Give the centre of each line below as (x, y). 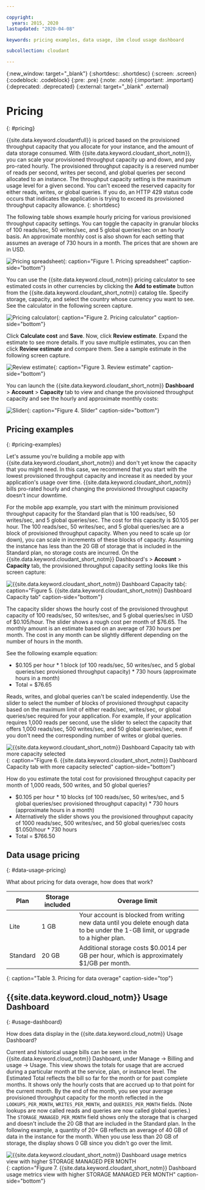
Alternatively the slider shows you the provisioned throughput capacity (104, 816)
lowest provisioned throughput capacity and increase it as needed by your (100, 475)
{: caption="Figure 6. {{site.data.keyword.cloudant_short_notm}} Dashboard (102, 760)
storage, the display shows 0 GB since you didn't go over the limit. (89, 1143)
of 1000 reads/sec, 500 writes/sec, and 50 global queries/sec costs (100, 823)
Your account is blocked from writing (132, 915)
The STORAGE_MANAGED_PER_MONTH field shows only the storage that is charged (102, 1117)
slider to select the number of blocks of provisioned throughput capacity (98, 703)
